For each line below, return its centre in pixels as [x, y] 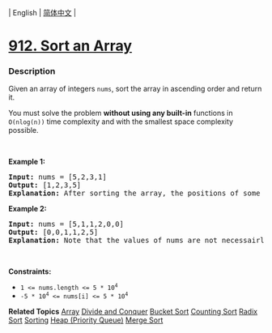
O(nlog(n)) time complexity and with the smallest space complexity [121, 122]
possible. [23, 130]
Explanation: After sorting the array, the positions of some [134, 193]
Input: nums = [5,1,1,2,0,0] [66, 224]
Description [32, 71]
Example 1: [27, 162]
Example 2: [28, 209]
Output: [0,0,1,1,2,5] [53, 233]
